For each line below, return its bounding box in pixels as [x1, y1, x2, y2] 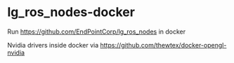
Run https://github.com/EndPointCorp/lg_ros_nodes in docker [7, 27, 186, 36]
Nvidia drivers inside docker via [7, 41, 99, 49]
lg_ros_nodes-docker [7, 4, 136, 20]
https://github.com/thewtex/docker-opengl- [100, 41, 227, 49]
